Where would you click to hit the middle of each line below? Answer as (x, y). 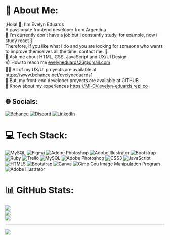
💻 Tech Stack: (36, 135)
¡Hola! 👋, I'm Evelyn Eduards (35, 24)
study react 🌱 (19, 41)
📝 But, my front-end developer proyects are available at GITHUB (72, 80)
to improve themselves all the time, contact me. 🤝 (57, 51)
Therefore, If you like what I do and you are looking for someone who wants (84, 46)
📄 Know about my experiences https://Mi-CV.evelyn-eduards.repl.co (77, 86)
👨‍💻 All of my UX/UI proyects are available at (51, 69)
